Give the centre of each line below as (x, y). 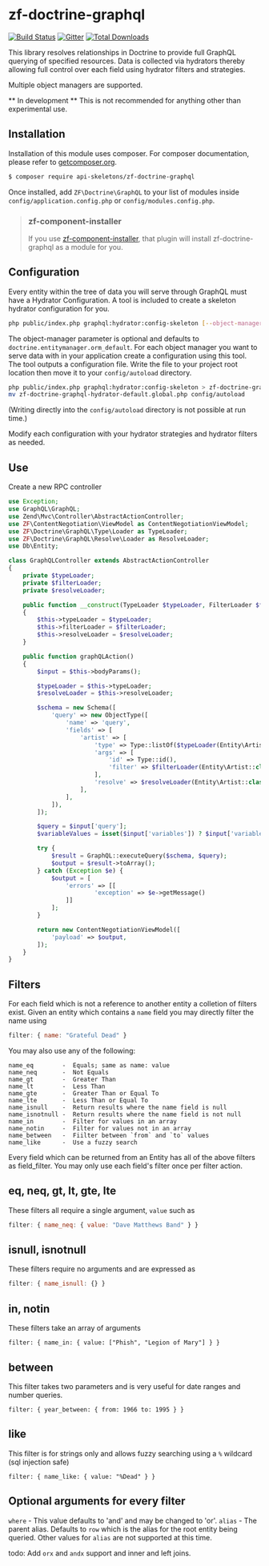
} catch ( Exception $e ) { (80, 870)
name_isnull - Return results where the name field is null (118, 1107)
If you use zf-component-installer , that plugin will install (120, 239)
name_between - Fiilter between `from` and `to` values (109, 1135)
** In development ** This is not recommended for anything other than (125, 100)
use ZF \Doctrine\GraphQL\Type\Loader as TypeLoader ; (98, 531)
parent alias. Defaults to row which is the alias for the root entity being (123, 1529)
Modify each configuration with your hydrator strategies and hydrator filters (133, 434)
